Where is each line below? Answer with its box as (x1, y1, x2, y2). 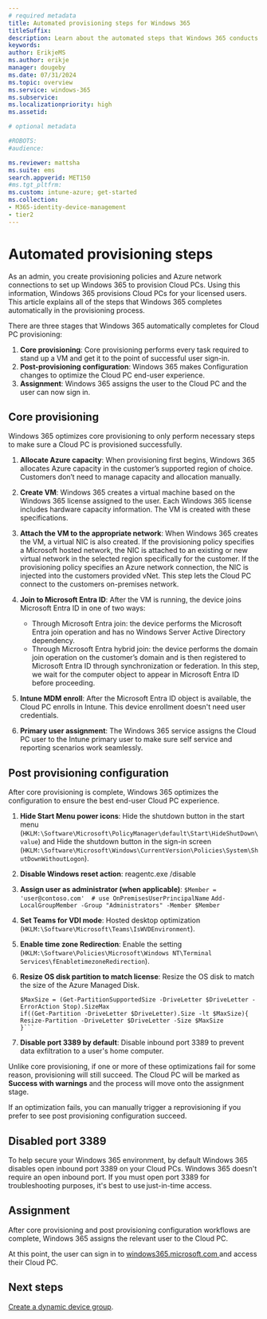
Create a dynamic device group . (8, 1301, 114, 1311)
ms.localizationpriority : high (8, 101, 112, 109)
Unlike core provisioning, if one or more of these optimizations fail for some (8, 1062, 257, 1072)
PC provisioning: (8, 329, 62, 339)
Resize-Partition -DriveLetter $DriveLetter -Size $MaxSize (19, 1017, 224, 1025)
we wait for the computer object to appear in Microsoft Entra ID (31, 669, 240, 679)
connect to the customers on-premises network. (19, 579, 179, 589)
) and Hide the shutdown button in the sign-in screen (37, 837, 212, 847)
